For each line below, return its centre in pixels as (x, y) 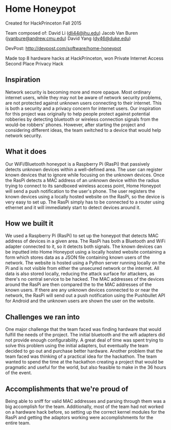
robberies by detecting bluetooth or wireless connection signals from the (82, 119)
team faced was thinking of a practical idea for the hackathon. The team (81, 356)
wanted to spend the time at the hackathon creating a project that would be (84, 362)
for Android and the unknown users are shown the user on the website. (80, 301)
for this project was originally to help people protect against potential (78, 114)
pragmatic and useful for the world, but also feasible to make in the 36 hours (86, 367)
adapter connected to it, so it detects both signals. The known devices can (84, 246)
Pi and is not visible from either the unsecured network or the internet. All (82, 268)
